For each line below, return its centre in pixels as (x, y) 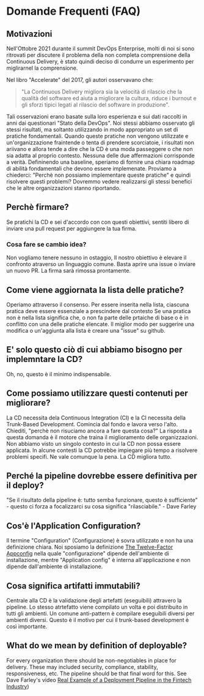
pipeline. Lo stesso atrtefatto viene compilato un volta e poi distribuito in (97, 607)
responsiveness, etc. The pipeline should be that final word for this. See (97, 673)
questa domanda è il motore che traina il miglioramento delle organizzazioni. (102, 437)
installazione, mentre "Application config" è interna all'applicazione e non (98, 560)
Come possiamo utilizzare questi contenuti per (97, 394)
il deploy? (25, 485)
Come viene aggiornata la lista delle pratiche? (95, 290)
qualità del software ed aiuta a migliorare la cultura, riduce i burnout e (109, 98)
